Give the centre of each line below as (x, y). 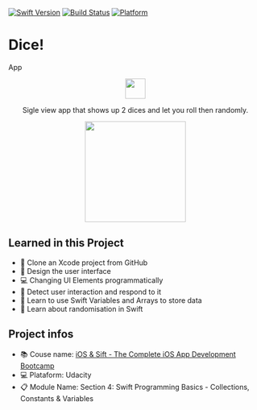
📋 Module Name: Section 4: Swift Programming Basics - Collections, (135, 387)
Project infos (41, 334)
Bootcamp (37, 366)
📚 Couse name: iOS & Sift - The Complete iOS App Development (128, 354)
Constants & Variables (57, 398)
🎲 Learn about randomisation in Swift (81, 309)
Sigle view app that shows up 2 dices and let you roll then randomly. (135, 110)
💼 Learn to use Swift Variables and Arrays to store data (111, 300)
